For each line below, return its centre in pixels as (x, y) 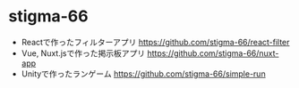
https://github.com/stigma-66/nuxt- (213, 53)
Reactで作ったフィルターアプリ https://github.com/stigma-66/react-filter (155, 42)
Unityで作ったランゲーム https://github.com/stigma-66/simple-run (143, 74)
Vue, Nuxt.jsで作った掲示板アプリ (83, 53)
